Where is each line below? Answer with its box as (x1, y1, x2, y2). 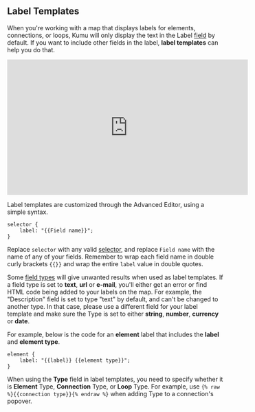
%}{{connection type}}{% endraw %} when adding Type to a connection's (7, 389, 214, 398)
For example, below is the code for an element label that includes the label (7, 330, 220, 338)
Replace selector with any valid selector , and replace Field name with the (7, 245, 215, 253)
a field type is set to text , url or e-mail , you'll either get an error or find (7, 280, 208, 288)
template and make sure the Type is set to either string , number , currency (7, 310, 219, 318)
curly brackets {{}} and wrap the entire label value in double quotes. (7, 259, 204, 268)
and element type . (7, 337, 60, 346)
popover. (7, 397, 32, 405)
